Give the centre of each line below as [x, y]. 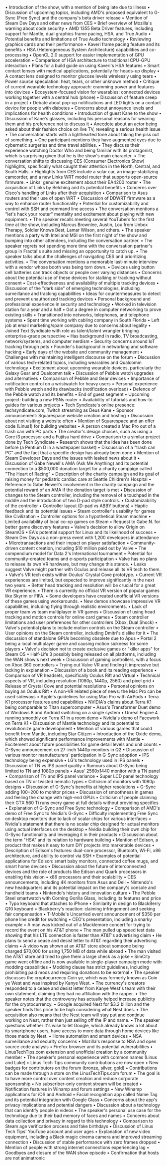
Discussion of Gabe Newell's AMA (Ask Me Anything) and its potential [77, 463]
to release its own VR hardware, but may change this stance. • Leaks [76, 564]
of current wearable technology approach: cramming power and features [80, 87]
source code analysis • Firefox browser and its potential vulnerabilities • [79, 1047]
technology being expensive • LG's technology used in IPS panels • [75, 760]
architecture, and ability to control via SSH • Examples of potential [73, 856]
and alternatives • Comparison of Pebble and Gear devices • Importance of [83, 378]
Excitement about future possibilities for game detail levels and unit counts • [83, 744]
